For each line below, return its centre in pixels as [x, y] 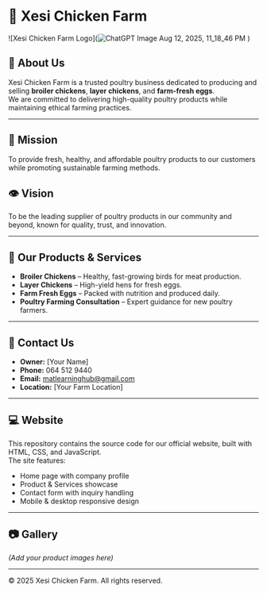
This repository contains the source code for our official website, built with [130, 443]
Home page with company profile [74, 476]
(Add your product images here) [61, 557]
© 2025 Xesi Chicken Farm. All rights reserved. [85, 580]
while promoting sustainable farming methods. [84, 168]
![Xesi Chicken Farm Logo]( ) [129, 38]
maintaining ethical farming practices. [70, 107]
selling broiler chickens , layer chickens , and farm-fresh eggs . [112, 90]
